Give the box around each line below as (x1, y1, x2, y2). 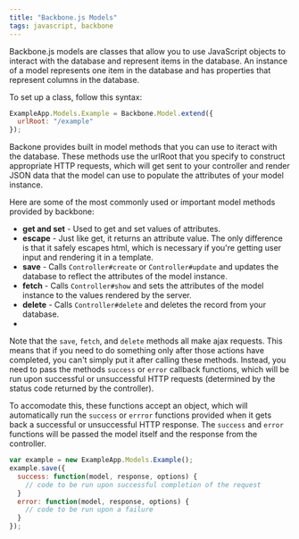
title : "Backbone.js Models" (9, 12, 118, 22)
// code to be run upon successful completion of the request (25, 480, 262, 489)
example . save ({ (9, 464, 66, 473)
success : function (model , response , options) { (17, 472, 198, 481)
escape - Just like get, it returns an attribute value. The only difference (21, 233, 284, 244)
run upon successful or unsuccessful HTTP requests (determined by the (9, 374, 276, 385)
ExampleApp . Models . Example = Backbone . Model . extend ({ (9, 109, 214, 118)
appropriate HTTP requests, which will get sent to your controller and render (9, 161, 290, 171)
